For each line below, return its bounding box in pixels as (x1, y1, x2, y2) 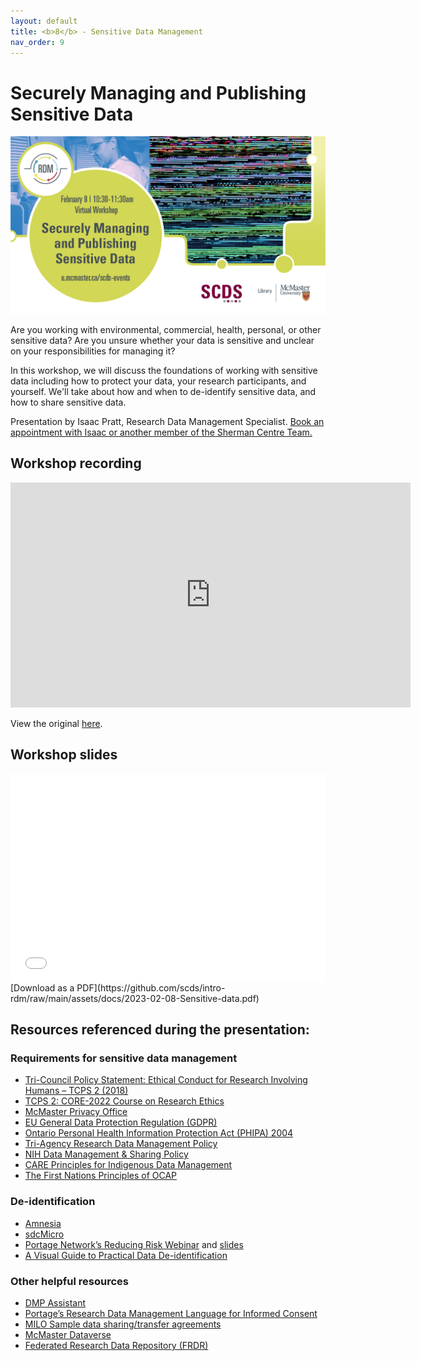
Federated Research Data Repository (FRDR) (24, 1339, 209, 1351)
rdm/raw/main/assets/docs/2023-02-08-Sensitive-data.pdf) (10, 992, 260, 1004)
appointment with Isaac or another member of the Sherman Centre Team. (10, 426, 313, 439)
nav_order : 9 (10, 37, 65, 47)
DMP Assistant (24, 1296, 87, 1309)
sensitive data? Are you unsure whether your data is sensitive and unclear (10, 335, 315, 347)
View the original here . (10, 717, 103, 729)
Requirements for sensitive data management (10, 1051, 238, 1065)
